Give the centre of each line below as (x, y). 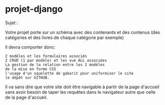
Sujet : (12, 23)
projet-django (34, 9)
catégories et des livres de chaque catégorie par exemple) (65, 37)
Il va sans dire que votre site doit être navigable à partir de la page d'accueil (82, 87)
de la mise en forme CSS (31, 69)
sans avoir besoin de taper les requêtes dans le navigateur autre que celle (80, 92)
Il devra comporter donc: (30, 47)
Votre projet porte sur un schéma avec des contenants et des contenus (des (83, 32)
